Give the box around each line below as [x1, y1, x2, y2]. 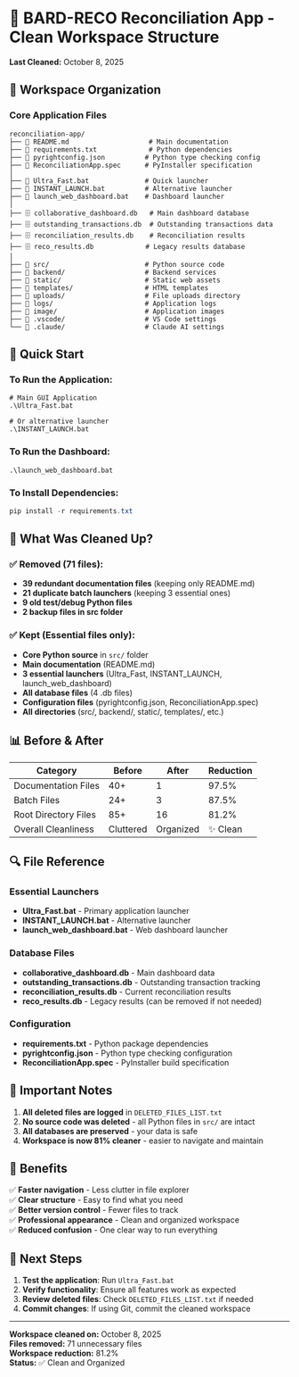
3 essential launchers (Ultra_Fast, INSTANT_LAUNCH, [21, 668, 222, 679]
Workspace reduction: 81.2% [9, 1348, 119, 1359]
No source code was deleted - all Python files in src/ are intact [21, 1116, 255, 1127]
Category [36, 764, 77, 776]
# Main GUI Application [9, 394, 98, 402]
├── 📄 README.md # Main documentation [9, 137, 229, 146]
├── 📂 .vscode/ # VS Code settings [9, 314, 217, 324]
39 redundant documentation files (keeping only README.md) [21, 578, 255, 589]
